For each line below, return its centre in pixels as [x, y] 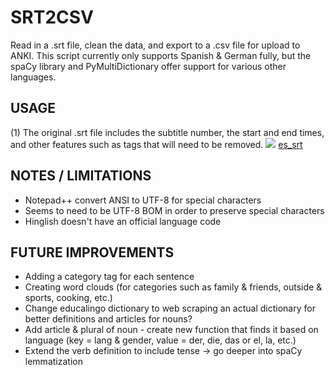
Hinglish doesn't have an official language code [123, 221]
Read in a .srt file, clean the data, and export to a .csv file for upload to [155, 45]
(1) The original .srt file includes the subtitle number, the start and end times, [167, 132]
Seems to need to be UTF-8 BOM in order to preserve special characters [174, 210]
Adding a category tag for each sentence [109, 277]
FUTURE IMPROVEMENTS [92, 252]
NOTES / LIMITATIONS [81, 176]
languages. [33, 77]
